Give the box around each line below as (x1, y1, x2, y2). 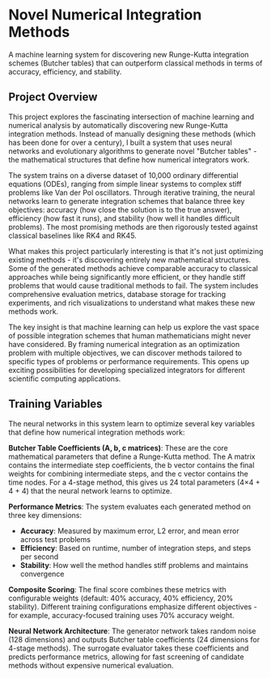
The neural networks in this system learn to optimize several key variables (8, 418, 256, 428)
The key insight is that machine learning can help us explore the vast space (8, 322, 260, 332)
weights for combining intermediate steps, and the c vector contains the (8, 468, 248, 478)
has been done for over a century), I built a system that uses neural (8, 138, 232, 147)
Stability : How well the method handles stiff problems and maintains (19, 560, 249, 570)
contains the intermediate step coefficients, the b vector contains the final (8, 460, 255, 470)
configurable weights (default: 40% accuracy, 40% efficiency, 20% (8, 593, 234, 603)
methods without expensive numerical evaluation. (8, 660, 174, 670)
